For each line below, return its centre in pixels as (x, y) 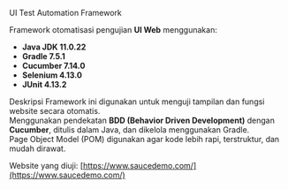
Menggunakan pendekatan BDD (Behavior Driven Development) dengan (142, 120)
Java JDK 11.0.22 (54, 47)
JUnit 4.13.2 (44, 84)
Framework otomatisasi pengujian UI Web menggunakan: (114, 30)
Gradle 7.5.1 (44, 56)
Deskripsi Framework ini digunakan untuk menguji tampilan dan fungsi (137, 102)
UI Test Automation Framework (65, 13)
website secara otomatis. (55, 111)
